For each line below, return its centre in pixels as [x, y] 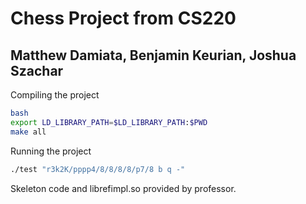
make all [28, 132]
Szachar [37, 70]
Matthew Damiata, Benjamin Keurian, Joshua [153, 55]
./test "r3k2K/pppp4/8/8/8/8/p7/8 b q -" [98, 169]
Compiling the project [55, 95]
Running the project [51, 151]
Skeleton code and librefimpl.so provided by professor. [123, 188]
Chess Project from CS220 [123, 18]
